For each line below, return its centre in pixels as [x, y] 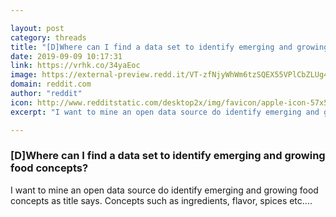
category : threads [48, 37]
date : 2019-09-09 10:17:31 [66, 56]
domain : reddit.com [51, 84]
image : [24, 75]
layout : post [37, 28]
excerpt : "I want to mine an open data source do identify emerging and [165, 112]
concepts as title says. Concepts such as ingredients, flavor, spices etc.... [161, 200]
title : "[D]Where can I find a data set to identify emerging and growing [169, 47]
